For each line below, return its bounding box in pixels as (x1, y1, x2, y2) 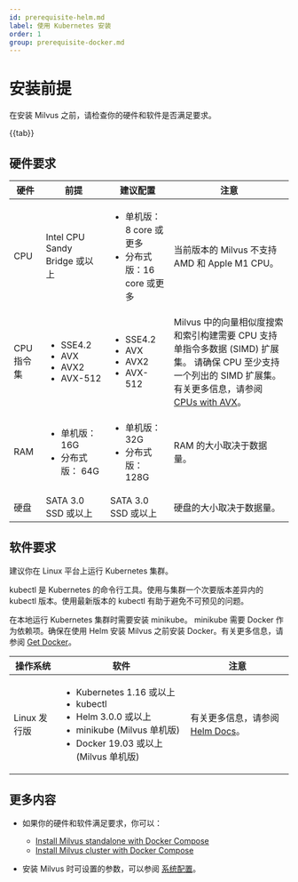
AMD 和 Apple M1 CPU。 (173, 257, 279, 269)
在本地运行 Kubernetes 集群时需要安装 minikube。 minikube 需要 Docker (9, 614, 274, 625)
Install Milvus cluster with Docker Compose (35, 845, 194, 855)
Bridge (45, 255, 74, 267)
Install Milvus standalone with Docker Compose (35, 835, 210, 846)
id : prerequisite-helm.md (9, 12, 105, 22)
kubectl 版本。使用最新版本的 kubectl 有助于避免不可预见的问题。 (9, 595, 249, 605)
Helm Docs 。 (190, 725, 246, 737)
